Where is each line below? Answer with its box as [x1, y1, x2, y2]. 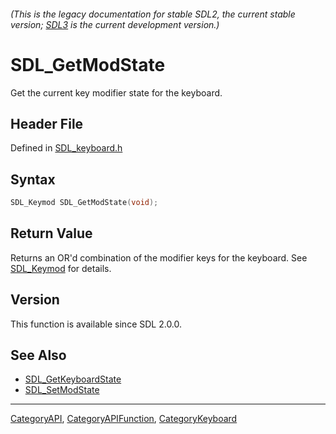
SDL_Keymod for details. [10, 262, 112, 274]
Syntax [10, 171, 56, 188]
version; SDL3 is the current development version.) [10, 18, 220, 30]
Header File [10, 115, 84, 132]
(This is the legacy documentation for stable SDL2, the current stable [10, 8, 296, 20]
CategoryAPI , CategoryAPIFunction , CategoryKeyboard [10, 413, 238, 425]
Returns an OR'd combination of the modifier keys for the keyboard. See [10, 251, 308, 264]
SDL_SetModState [24, 384, 100, 396]
